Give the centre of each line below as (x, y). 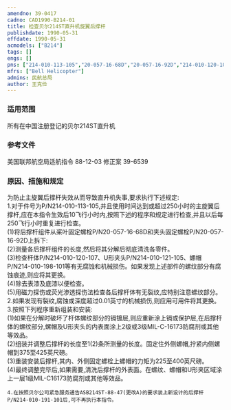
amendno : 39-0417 (32, 13)
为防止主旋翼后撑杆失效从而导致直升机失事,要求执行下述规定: (93, 198)
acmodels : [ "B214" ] (35, 45)
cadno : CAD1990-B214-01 (41, 20)
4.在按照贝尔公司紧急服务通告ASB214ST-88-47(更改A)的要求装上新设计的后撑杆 (106, 393)
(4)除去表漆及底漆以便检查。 (47, 284)
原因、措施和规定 (35, 181)
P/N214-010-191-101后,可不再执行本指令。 (62, 400)
